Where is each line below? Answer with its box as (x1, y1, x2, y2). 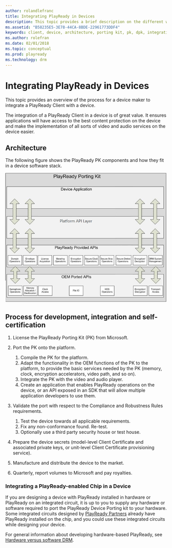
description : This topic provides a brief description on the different (5, 19, 164, 24)
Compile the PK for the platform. (20, 354, 89, 360)
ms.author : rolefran (5, 35, 50, 41)
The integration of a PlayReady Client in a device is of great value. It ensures (5, 112, 166, 118)
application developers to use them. (20, 392, 96, 398)
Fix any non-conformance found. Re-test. (20, 423, 109, 429)
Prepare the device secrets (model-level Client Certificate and (12, 439, 144, 445)
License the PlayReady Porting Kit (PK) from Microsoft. (12, 334, 129, 340)
